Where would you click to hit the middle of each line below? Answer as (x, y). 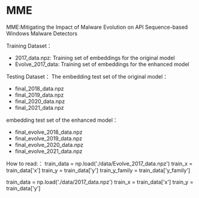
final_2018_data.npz (39, 88)
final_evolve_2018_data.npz (49, 132)
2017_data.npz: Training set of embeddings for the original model (95, 58)
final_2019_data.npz (39, 95)
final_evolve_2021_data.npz (49, 151)
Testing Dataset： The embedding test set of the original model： (87, 76)
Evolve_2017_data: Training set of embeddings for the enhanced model (102, 64)
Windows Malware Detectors (42, 33)
